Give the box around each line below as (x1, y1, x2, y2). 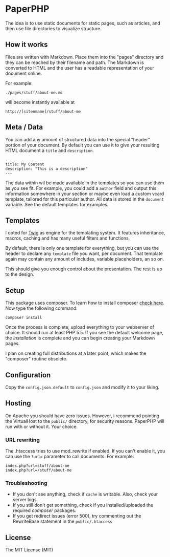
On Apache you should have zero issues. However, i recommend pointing (5, 413, 160, 419)
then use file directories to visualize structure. (5, 25, 102, 31)
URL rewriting (5, 436, 40, 443)
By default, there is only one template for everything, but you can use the (5, 245, 159, 251)
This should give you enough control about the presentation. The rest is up (5, 266, 162, 272)
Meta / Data (5, 123, 43, 132)
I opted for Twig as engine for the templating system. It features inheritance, (5, 230, 165, 236)
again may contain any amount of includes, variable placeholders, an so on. (5, 256, 164, 262)
